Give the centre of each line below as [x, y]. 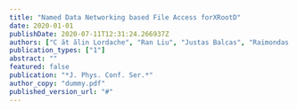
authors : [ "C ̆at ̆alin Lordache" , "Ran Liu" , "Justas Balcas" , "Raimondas [149, 42]
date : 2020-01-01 [41, 26]
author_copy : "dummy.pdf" [57, 83]
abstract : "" [33, 59]
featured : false [39, 67]
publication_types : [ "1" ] [57, 51]
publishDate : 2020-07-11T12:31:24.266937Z [89, 34]
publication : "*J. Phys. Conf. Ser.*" [81, 75]
